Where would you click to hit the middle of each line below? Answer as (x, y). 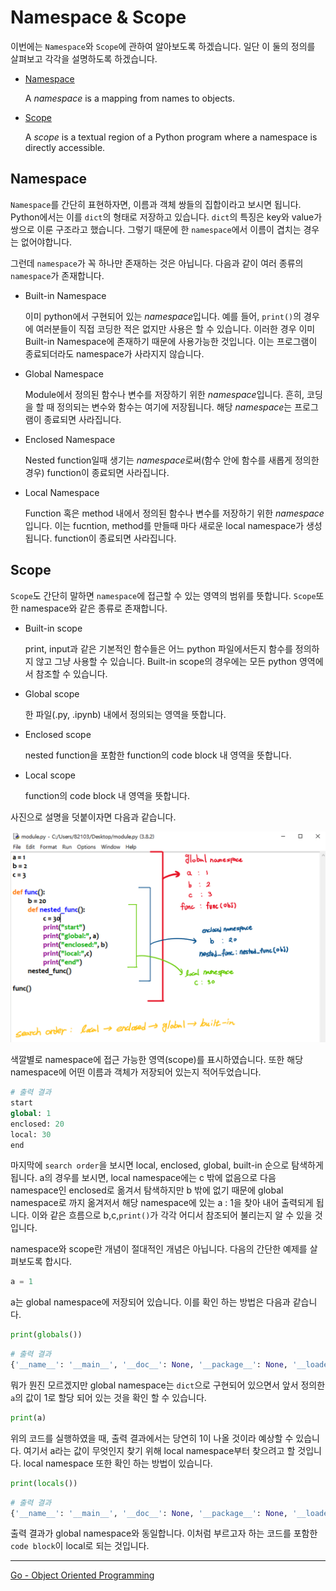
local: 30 (31, 1134)
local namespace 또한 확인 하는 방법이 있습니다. (118, 1463)
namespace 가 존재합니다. (57, 275)
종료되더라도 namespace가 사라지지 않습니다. (114, 353)
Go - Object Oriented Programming (82, 1575)
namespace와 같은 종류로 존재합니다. (94, 608)
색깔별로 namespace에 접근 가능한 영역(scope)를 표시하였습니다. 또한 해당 (157, 1060)
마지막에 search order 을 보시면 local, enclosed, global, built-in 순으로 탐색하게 (167, 1165)
